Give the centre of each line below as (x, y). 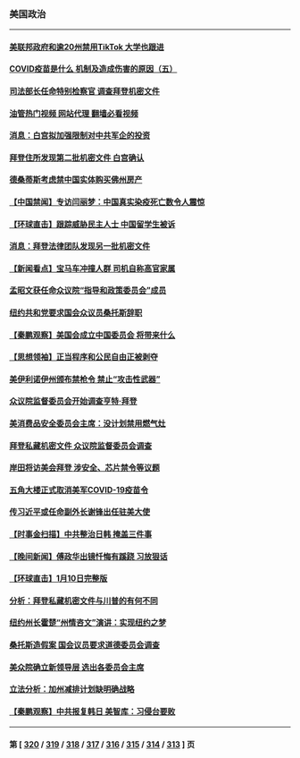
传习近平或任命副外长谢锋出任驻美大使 (79, 512)
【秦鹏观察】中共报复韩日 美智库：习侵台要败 (92, 711)
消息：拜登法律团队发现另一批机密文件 (79, 246)
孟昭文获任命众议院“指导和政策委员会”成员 (88, 290)
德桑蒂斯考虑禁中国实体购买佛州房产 (76, 180)
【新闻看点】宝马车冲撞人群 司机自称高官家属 (92, 268)
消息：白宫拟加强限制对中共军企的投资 (79, 135)
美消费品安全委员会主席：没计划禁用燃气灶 (87, 423)
